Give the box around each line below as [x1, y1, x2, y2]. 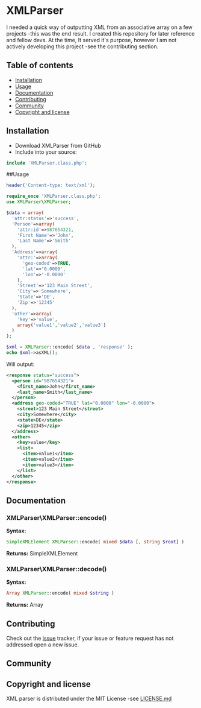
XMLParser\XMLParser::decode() [6, 564, 107, 573]
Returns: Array [6, 601, 44, 608]
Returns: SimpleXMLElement [6, 550, 78, 557]
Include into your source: [14, 148, 77, 156]
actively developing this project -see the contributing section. [6, 43, 159, 50]
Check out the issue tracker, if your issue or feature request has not [6, 634, 174, 642]
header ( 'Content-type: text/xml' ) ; [6, 182, 96, 189]
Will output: [6, 360, 35, 368]
